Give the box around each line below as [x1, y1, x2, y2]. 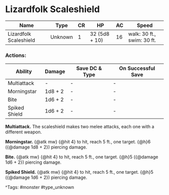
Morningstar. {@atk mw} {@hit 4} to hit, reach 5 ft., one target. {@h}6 [5, 139, 151, 145]
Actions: [5, 52, 27, 59]
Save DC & [76, 65, 102, 72]
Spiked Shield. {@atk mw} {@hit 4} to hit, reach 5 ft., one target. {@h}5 [5, 169, 153, 175]
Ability [16, 68, 32, 75]
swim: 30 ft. [128, 36, 156, 43]
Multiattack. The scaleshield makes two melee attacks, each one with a [5, 124, 154, 130]
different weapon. [5, 129, 42, 135]
